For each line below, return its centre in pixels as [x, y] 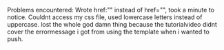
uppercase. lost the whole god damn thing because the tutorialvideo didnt [112, 24]
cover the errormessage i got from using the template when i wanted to [109, 32]
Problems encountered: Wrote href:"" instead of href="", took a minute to [111, 10]
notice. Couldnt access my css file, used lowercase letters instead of [105, 17]
